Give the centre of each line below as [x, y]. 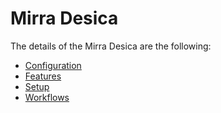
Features [43, 76]
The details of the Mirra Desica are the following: [111, 46]
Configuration [53, 65]
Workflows [47, 97]
